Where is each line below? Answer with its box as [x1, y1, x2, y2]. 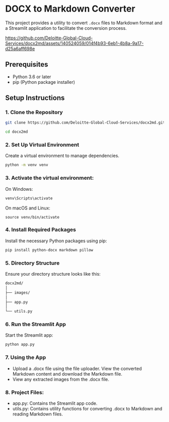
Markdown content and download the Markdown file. [12, 371, 122, 377]
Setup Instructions [5, 94, 65, 102]
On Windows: [5, 186, 33, 192]
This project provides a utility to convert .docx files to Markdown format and [5, 20, 162, 26]
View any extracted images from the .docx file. [12, 376, 110, 382]
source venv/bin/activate [5, 215, 59, 220]
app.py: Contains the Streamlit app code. [12, 400, 98, 406]
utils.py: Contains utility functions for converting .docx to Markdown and [12, 405, 162, 411]
